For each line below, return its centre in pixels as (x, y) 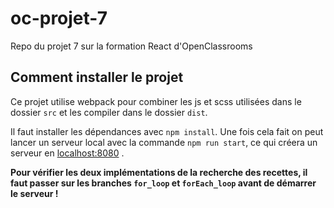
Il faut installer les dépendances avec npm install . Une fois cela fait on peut (167, 131)
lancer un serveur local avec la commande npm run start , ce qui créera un (164, 142)
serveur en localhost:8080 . (67, 153)
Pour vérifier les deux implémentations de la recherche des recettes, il (159, 172)
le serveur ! (34, 193)
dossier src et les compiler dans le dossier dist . (109, 112)
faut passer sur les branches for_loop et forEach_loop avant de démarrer (163, 183)
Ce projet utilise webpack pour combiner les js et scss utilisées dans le (156, 101)
